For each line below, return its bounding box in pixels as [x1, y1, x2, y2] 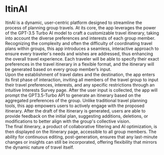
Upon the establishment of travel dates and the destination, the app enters [5, 71, 155, 77]
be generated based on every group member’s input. [5, 66, 112, 72]
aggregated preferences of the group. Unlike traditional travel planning [5, 97, 148, 103]
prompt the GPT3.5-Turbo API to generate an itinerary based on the [5, 92, 141, 98]
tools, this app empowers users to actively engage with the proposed [5, 103, 144, 109]
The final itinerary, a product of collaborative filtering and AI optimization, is [5, 123, 158, 129]
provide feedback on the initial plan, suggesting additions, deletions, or [5, 113, 148, 119]
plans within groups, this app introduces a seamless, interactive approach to [5, 45, 159, 51]
